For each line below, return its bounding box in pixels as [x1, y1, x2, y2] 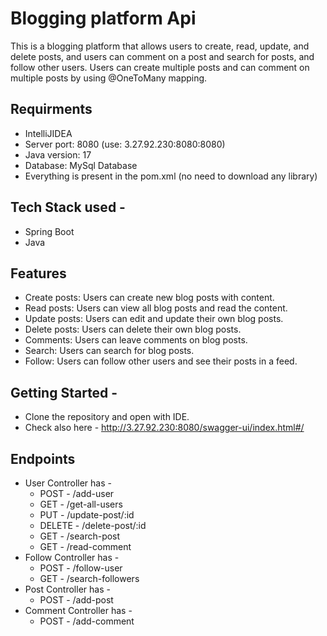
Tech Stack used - [10, 199, 126, 216]
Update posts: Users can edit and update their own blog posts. [24, 313, 284, 325]
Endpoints [10, 450, 76, 467]
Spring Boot [24, 225, 75, 237]
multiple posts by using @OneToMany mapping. [10, 72, 208, 84]
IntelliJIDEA [24, 127, 73, 139]
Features [10, 265, 67, 282]
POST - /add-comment [39, 615, 135, 627]
